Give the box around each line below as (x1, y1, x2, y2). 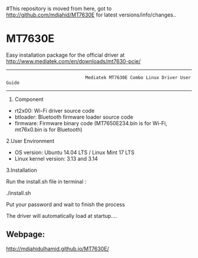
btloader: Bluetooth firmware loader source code (14, 113, 134, 120)
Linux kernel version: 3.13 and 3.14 (14, 155, 98, 162)
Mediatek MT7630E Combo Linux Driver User (85, 74, 192, 80)
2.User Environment (6, 137, 55, 144)
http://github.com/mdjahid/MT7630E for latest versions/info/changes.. (6, 11, 177, 18)
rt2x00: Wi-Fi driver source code (14, 107, 95, 114)
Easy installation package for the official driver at (6, 51, 125, 58)
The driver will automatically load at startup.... (6, 212, 117, 219)
